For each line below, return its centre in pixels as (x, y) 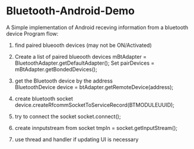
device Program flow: (32, 33)
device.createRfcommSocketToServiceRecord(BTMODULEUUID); (95, 104)
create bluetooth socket (44, 99)
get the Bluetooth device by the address (63, 81)
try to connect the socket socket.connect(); (68, 116)
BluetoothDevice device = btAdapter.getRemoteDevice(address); (94, 87)
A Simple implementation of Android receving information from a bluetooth (97, 27)
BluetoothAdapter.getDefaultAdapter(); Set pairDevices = (85, 63)
